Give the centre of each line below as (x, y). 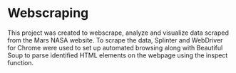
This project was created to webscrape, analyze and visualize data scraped (118, 33)
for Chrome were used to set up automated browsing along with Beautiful (115, 47)
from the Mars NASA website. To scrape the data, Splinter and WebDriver (115, 40)
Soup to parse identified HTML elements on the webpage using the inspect (118, 55)
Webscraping (48, 13)
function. (21, 62)
